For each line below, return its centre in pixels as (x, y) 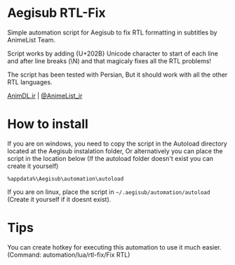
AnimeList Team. (32, 39)
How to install (48, 124)
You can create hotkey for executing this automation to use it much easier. (115, 247)
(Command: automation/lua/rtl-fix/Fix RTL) (69, 254)
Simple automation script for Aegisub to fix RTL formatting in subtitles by (112, 32)
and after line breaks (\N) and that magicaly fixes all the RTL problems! (109, 60)
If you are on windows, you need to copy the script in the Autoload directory (117, 143)
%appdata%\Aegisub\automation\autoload (66, 179)
